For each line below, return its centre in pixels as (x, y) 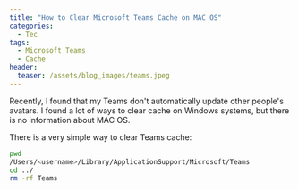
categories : (31, 26)
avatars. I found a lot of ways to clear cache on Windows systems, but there (149, 110)
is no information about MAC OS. (70, 120)
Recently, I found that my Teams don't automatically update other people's (147, 101)
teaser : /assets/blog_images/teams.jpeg (94, 76)
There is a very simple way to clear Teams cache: (101, 137)
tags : (19, 42)
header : (24, 68)
